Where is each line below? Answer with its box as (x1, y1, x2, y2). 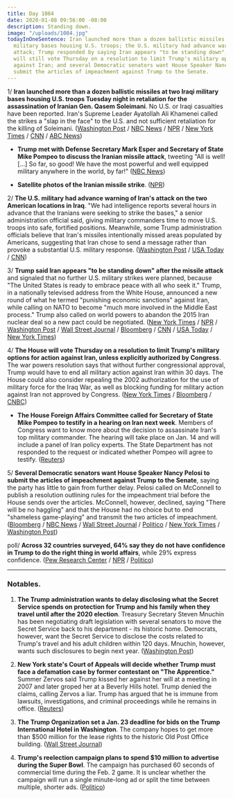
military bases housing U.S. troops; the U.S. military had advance (13, 42, 216, 49)
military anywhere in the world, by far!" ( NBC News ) (17, 167, 166, 175)
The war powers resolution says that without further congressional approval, (7, 361, 226, 369)
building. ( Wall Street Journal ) (17, 740, 103, 748)
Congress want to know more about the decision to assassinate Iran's (17, 426, 217, 434)
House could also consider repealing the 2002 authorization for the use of (7, 375, 219, 383)
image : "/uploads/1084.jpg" (7, 29, 89, 37)
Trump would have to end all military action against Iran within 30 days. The (7, 368, 223, 376)
